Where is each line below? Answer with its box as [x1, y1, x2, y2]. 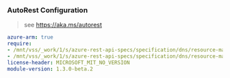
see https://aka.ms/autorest [23, 21, 103, 29]
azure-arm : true [7, 34, 53, 41]
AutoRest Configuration [7, 5, 88, 15]
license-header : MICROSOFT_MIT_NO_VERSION [7, 59, 130, 66]
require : [7, 40, 32, 47]
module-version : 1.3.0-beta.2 [7, 65, 94, 73]
